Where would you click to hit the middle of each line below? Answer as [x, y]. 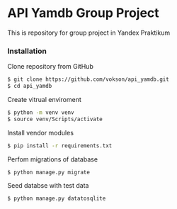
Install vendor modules [41, 132]
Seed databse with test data [48, 186]
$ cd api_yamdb [30, 86]
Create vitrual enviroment [44, 99]
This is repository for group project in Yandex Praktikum [89, 33]
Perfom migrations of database [52, 159]
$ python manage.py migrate [49, 172]
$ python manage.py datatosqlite [57, 199]
